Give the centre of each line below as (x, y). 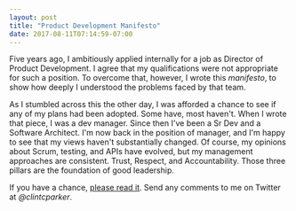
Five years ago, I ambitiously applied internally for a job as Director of (136, 59)
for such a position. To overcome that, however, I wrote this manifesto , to (143, 78)
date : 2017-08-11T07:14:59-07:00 (71, 34)
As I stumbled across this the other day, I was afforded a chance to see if (143, 105)
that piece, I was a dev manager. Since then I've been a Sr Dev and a (135, 123)
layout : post (33, 17)
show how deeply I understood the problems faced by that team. (128, 87)
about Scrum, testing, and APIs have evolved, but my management (131, 152)
